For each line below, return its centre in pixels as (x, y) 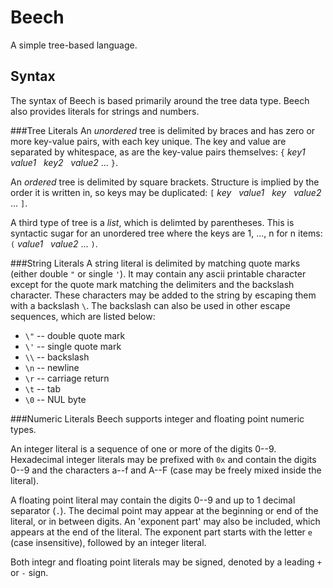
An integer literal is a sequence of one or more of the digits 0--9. (143, 448)
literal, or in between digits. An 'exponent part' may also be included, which (165, 521)
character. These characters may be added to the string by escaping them (163, 295)
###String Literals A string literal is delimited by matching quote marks (155, 263)
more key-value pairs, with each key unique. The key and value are (148, 141)
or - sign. (29, 572)
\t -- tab (42, 388)
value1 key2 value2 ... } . (64, 162)
